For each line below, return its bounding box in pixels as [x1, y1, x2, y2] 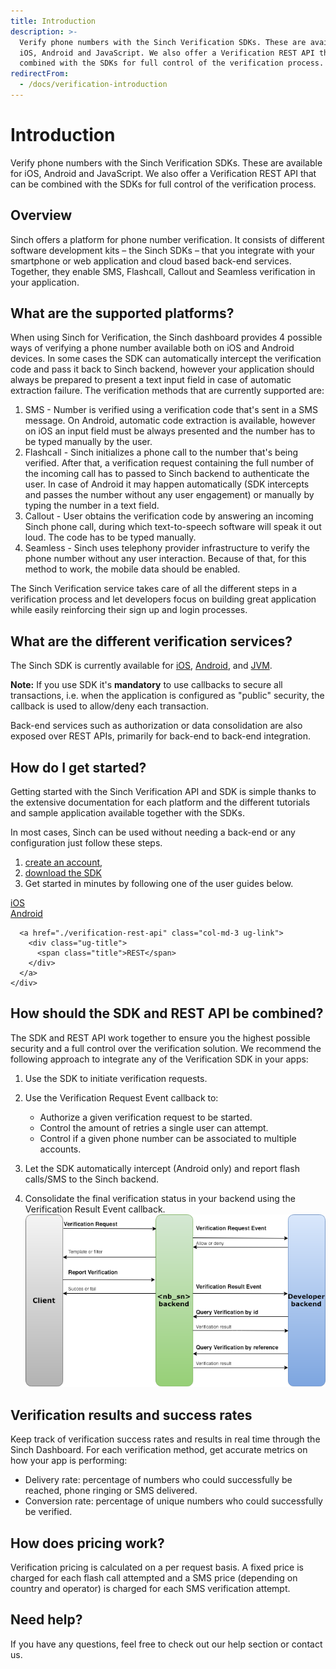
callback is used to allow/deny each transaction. [10, 700, 209, 712]
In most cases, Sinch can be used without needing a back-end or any [10, 826, 296, 839]
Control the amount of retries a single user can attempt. [39, 1121, 269, 1134]
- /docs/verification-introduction [19, 80, 168, 90]
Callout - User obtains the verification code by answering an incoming [24, 510, 314, 522]
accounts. [39, 1143, 82, 1155]
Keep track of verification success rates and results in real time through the [10, 1433, 321, 1445]
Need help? [10, 1611, 83, 1629]
